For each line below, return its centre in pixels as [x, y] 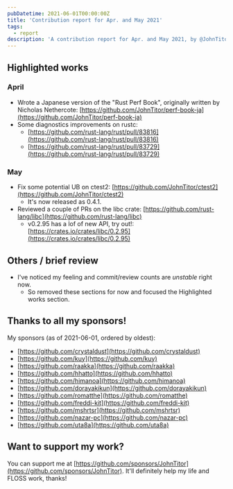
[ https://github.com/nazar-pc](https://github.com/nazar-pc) [103, 418]
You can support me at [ [42, 463]
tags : [15, 26]
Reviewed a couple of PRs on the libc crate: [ [81, 209]
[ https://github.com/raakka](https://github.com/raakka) [96, 366]
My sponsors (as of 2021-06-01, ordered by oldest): [81, 338]
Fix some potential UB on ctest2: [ [66, 187]
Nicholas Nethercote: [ [49, 110]
